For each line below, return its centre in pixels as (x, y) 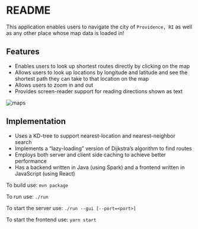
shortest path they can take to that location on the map (82, 78)
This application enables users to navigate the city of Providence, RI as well (99, 27)
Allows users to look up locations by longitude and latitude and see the (101, 72)
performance (31, 161)
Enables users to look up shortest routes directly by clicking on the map (102, 66)
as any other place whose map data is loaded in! (65, 33)
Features (23, 52)
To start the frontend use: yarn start (51, 220)
